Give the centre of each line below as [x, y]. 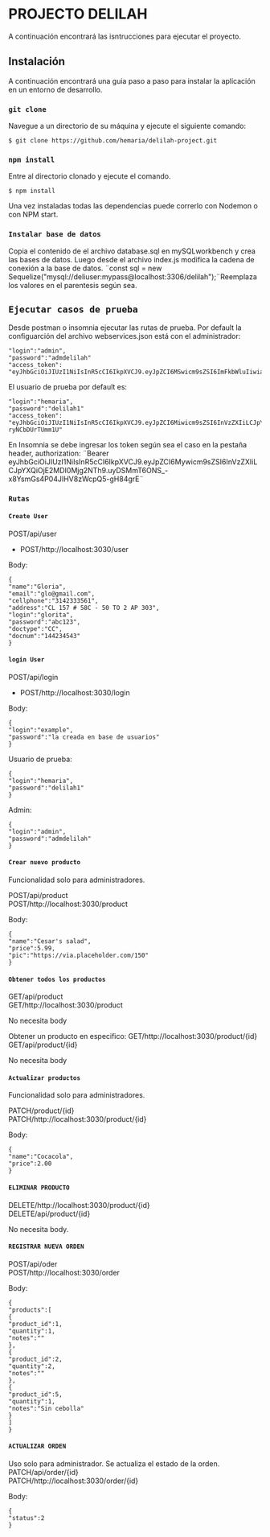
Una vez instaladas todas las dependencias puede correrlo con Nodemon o [133, 206]
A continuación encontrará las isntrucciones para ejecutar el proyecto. [125, 36]
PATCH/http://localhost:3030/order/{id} [74, 1481]
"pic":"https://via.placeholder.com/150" [79, 955]
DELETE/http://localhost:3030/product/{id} [79, 1205]
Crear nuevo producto [45, 863]
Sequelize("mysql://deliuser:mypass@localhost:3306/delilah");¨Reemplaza [133, 276]
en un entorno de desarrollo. [55, 89]
